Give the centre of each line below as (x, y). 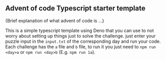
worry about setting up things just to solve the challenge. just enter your (80, 36)
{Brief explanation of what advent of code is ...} (55, 20)
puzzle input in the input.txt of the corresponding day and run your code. (83, 41)
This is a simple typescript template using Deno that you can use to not (79, 31)
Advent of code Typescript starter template (75, 8)
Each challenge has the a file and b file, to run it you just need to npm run (81, 47)
